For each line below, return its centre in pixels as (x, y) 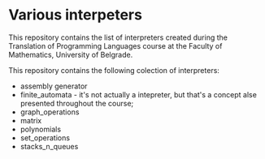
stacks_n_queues (49, 146)
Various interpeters (75, 15)
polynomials (41, 129)
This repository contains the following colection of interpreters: (114, 70)
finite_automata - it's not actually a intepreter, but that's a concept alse (139, 94)
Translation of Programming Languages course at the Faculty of (115, 45)
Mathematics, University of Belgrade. (71, 54)
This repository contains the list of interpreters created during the (118, 37)
